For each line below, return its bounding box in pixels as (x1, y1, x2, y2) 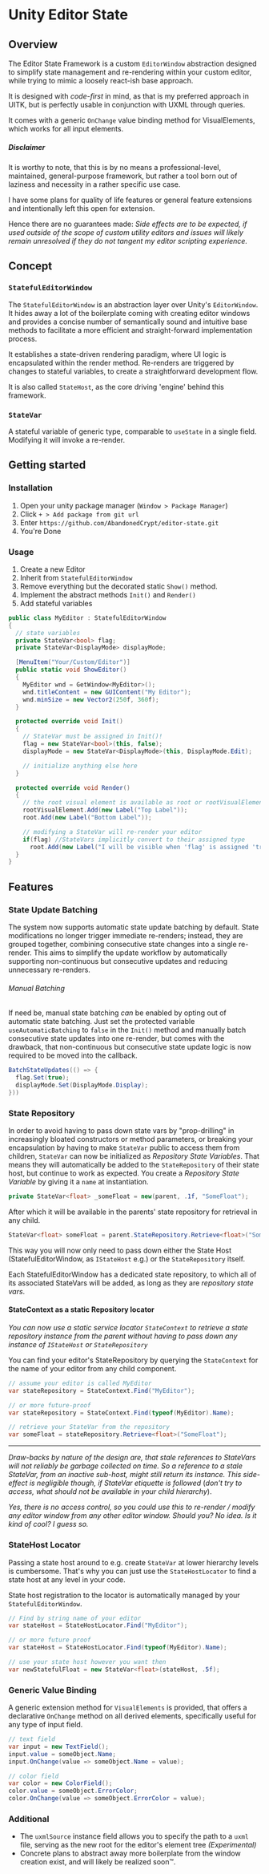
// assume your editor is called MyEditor (8, 1379, 152, 1387)
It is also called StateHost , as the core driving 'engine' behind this (8, 382, 224, 391)
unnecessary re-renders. (8, 965, 90, 974)
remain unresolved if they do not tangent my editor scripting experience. (8, 236, 248, 245)
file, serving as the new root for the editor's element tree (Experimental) (19, 1840, 257, 1850)
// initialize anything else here (22, 762, 138, 770)
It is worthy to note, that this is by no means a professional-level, (8, 162, 222, 172)
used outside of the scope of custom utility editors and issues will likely (8, 227, 244, 237)
